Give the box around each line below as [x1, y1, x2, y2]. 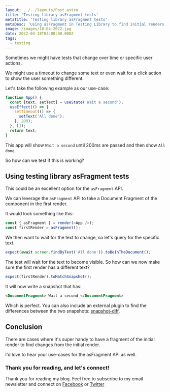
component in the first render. [5, 201, 67, 207]
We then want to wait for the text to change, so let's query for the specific [5, 235, 160, 241]
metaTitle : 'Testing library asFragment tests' [5, 17, 108, 22]
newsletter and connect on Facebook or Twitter [5, 381, 105, 387]
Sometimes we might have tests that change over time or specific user [5, 54, 153, 61]
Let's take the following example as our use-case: [5, 85, 110, 91]
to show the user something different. [5, 75, 84, 81]
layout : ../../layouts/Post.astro [5, 7, 79, 13]
